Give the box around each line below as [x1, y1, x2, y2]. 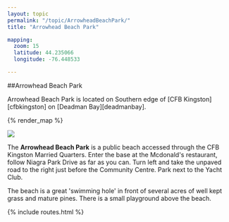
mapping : [7, 36, 33, 43]
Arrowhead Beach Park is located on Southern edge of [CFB [7, 94, 182, 103]
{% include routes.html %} [7, 207, 85, 216]
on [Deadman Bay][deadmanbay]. [48, 102, 147, 111]
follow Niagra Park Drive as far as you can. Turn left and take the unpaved [7, 158, 222, 166]
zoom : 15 [13, 43, 39, 50]
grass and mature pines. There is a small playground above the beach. [7, 194, 211, 202]
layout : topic [7, 10, 49, 18]
